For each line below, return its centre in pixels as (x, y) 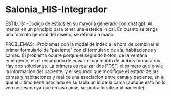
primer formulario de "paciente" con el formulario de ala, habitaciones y (81, 50)
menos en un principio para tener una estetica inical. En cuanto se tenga (81, 29)
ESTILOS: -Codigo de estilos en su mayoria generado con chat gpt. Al (79, 23)
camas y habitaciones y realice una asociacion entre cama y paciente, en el (85, 77)
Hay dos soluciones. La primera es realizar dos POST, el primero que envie (84, 66)
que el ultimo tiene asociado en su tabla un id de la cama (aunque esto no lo (85, 82)
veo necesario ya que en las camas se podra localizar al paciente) (75, 87)
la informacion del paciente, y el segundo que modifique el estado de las (82, 71)
